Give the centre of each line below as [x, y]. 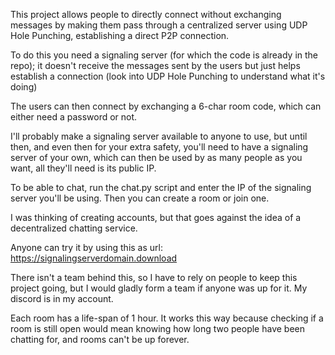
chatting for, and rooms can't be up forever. [100, 339]
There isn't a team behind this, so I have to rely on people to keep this [154, 277]
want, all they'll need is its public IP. [83, 168]
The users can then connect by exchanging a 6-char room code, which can [166, 106]
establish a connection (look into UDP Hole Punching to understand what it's [168, 76]
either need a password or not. [74, 117]
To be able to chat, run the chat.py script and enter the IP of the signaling [161, 187]
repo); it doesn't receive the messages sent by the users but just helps [155, 65]
